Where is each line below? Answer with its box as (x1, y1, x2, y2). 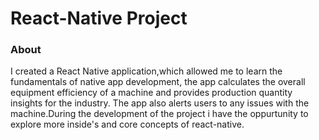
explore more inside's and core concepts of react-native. (10, 118, 245, 131)
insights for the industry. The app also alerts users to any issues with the (10, 97, 310, 109)
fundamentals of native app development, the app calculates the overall (10, 76, 306, 88)
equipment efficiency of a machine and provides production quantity (10, 87, 293, 99)
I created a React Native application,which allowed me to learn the (10, 65, 283, 77)
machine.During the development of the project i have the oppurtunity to (10, 108, 309, 120)
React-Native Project (10, 7, 188, 30)
